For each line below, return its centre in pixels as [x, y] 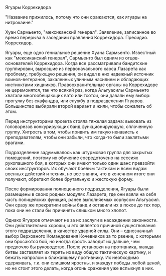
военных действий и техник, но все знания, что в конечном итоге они [80, 174]
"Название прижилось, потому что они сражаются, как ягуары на [76, 17]
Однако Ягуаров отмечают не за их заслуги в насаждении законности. [81, 220]
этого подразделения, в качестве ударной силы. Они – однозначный [79, 231]
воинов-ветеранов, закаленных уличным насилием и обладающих [77, 79]
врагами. [15, 143]
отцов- [132, 58]
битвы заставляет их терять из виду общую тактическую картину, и [78, 252]
